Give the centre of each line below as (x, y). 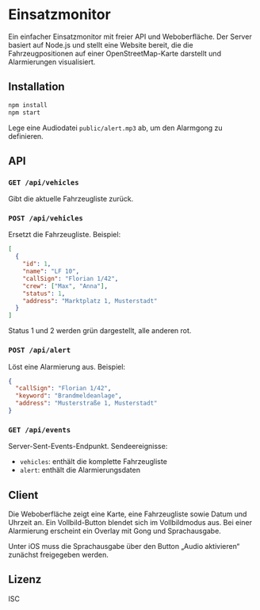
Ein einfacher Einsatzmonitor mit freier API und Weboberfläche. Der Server (130, 36)
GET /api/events (40, 430)
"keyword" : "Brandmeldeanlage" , (69, 396)
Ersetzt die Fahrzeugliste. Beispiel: (65, 235)
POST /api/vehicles (46, 219)
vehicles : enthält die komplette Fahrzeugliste (94, 462)
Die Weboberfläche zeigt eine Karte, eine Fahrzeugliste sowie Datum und (128, 514)
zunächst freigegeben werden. (58, 555)
